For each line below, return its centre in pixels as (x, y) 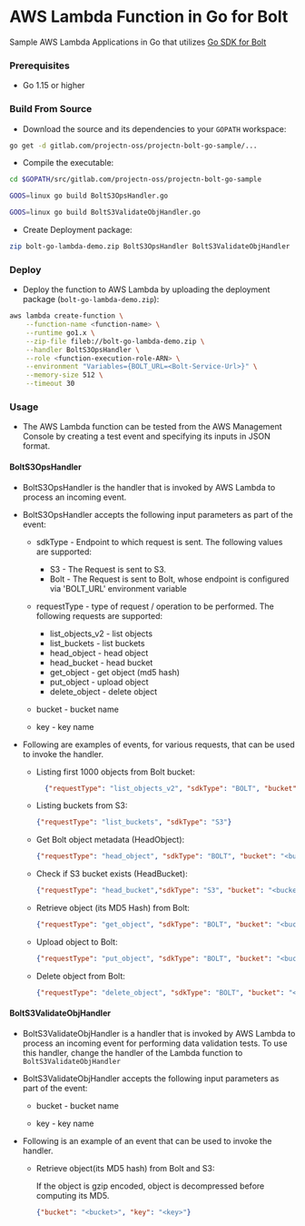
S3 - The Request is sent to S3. (108, 569)
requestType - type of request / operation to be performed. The (155, 606)
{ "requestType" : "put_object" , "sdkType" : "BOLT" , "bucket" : (154, 958)
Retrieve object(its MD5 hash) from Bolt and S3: (125, 1168)
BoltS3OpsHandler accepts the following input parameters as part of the (157, 514)
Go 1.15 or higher (54, 86)
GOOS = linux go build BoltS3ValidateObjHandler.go (105, 213)
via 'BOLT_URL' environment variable (118, 588)
